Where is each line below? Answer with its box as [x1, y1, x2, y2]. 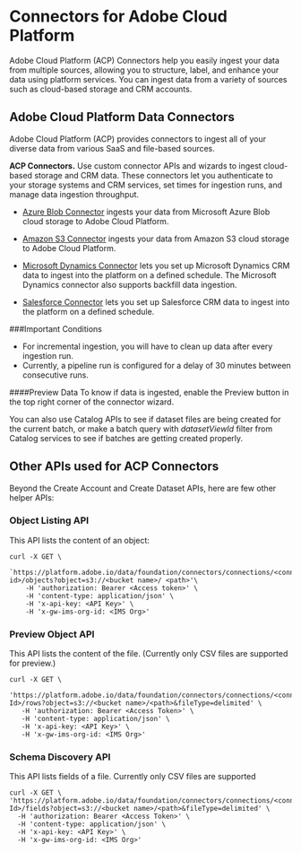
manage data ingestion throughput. [9, 188, 140, 199]
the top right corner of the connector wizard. [9, 396, 175, 407]
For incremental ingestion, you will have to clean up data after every [21, 341, 273, 352]
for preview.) [9, 657, 56, 669]
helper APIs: [9, 492, 55, 503]
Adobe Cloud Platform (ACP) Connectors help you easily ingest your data [9, 55, 280, 65]
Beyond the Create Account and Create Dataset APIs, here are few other [9, 483, 277, 493]
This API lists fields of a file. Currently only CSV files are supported [9, 771, 257, 782]
